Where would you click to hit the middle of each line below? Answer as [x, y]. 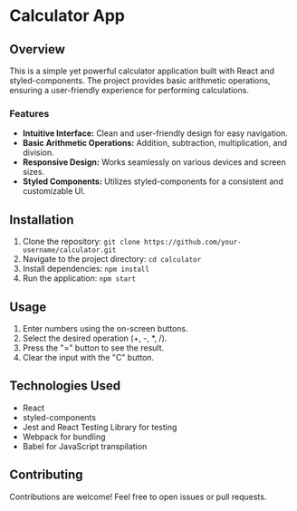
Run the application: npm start [79, 278]
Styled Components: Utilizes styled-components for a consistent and [153, 181]
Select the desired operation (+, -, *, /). [95, 338]
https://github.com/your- [192, 242]
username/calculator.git [69, 250]
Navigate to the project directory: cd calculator [112, 259]
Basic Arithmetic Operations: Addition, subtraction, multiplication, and [155, 143]
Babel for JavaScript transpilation [85, 446]
